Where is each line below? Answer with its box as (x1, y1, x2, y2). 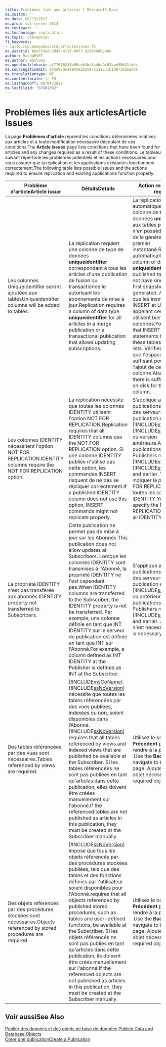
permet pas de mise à (68, 528, 119, 535)
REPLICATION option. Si (68, 446, 124, 453)
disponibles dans (68, 715, 108, 722)
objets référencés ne (68, 934, 117, 941)
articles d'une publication (68, 271, 127, 278)
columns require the (7, 461, 54, 468)
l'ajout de (132, 364, 154, 371)
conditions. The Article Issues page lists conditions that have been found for (5, 144, 161, 150)
